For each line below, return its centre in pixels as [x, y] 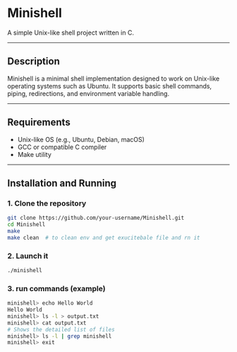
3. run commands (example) [56, 288]
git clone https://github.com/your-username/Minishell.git [96, 218]
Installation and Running [62, 183]
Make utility [34, 154]
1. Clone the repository [47, 203]
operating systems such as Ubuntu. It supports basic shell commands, [110, 86]
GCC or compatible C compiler [62, 147]
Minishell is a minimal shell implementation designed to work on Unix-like [114, 78]
